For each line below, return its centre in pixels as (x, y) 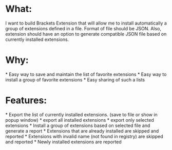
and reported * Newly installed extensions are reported (63, 142)
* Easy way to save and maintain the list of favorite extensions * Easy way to (86, 74)
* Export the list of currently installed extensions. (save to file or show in (81, 114)
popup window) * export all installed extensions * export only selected (80, 120)
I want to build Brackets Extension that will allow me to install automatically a (86, 23)
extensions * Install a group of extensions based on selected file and (78, 125)
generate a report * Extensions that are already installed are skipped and (82, 131)
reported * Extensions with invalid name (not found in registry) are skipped (84, 136)
